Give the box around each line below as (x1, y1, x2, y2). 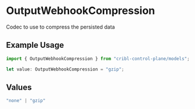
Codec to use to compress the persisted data (6, 23, 115, 30)
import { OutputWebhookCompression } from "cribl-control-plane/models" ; (6, 55, 190, 62)
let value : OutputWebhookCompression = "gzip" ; (6, 66, 125, 72)
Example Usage (6, 40, 64, 50)
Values (6, 82, 32, 92)
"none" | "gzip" (6, 98, 46, 104)
